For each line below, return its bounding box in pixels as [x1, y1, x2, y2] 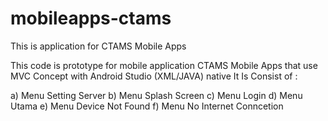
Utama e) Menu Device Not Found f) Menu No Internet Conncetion [10, 100, 284, 112]
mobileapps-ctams [10, 7, 172, 30]
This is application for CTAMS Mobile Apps [10, 40, 187, 52]
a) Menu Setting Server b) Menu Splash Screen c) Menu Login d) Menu [10, 89, 303, 101]
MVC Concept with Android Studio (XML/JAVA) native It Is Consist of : [10, 70, 298, 82]
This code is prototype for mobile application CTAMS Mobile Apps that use [10, 59, 318, 71]
